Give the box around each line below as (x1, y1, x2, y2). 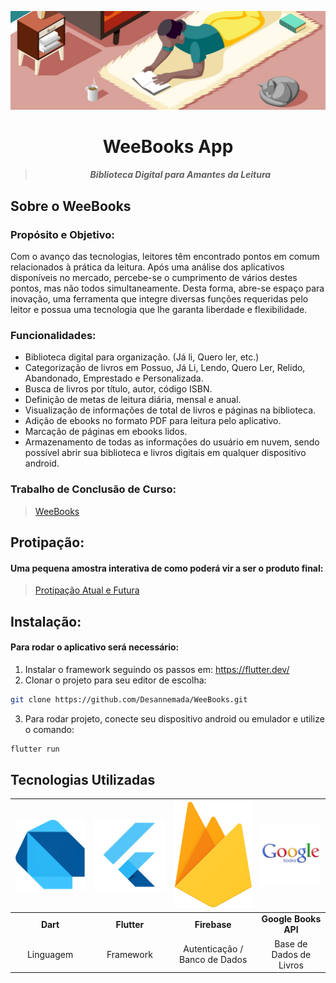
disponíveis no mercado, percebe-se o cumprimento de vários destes (10, 271, 298, 283)
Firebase (194, 918, 232, 930)
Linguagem (26, 948, 74, 960)
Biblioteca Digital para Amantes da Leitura (89, 169, 272, 181)
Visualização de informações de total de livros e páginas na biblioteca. (24, 404, 317, 416)
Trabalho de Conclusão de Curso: (10, 482, 177, 496)
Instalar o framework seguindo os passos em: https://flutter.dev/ (24, 663, 290, 675)
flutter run (10, 744, 60, 754)
